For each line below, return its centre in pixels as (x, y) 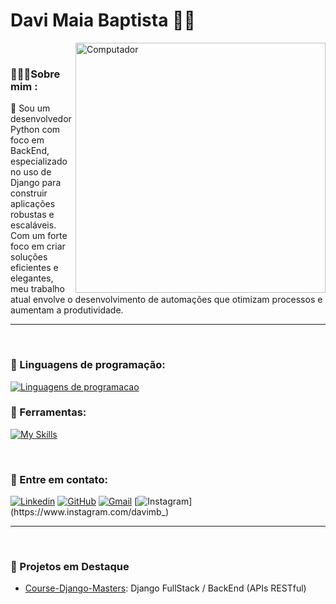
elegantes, (32, 278)
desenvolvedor (41, 119)
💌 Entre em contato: (59, 479)
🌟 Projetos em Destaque (70, 567)
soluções (29, 257)
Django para (36, 183)
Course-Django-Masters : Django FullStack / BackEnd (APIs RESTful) (165, 588)
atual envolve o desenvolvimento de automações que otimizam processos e (166, 300)
